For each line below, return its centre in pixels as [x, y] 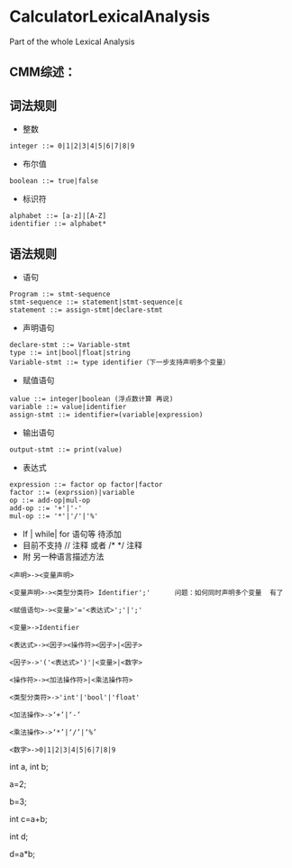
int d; [19, 836]
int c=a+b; [28, 818]
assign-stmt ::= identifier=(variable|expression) [106, 415]
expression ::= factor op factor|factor [87, 484]
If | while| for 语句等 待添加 [72, 534]
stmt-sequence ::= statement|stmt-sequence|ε [96, 302]
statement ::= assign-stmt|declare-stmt [87, 310]
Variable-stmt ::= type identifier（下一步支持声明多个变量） [119, 362]
